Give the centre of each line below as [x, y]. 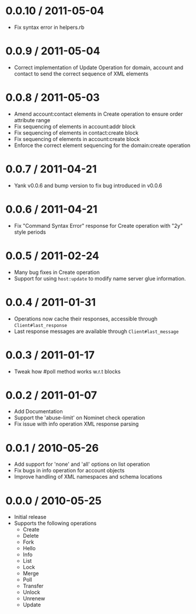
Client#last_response [40, 325]
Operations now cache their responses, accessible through [86, 319]
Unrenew [34, 599]
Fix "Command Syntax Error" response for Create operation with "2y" [98, 226]
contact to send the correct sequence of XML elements [81, 74]
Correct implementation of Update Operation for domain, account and [99, 67]
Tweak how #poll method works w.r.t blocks [67, 371]
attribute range [32, 120]
